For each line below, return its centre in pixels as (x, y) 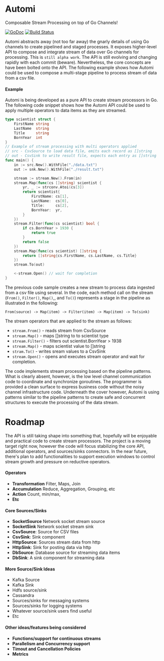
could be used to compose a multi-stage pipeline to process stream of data (81, 72)
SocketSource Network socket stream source (59, 522)
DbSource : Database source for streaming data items (66, 553)
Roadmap (25, 422)
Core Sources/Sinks (26, 510)
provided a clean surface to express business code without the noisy (75, 387)
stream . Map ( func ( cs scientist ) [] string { (58, 251)
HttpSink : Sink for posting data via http (52, 547)
